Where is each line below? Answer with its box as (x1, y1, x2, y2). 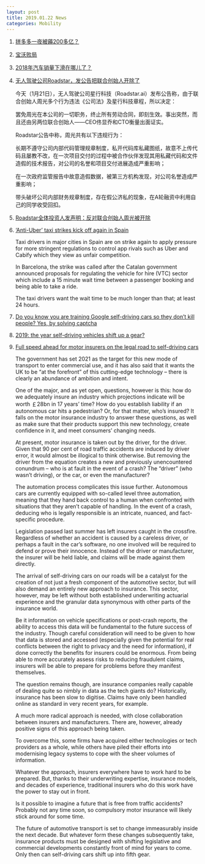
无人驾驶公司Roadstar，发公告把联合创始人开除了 (15, 77, 140, 85)
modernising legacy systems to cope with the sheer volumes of (15, 750, 176, 757)
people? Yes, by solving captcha (15, 319, 97, 327)
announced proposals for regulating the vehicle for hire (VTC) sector (15, 270, 188, 277)
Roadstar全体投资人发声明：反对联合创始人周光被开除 (15, 214, 151, 221)
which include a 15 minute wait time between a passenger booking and (15, 277, 194, 284)
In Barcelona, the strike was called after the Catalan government (15, 263, 177, 270)
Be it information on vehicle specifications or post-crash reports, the (15, 617, 188, 624)
